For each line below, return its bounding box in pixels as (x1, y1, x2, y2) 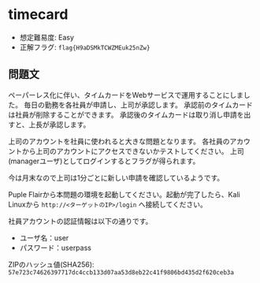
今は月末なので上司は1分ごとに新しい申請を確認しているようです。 (8, 173, 225, 182)
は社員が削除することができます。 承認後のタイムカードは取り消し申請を (8, 110, 244, 119)
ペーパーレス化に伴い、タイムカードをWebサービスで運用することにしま (8, 90, 244, 99)
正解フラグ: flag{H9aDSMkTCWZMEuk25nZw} (19, 42, 150, 52)
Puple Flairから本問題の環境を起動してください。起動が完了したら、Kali (8, 189, 240, 199)
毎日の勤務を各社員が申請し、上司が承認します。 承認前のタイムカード (23, 100, 254, 110)
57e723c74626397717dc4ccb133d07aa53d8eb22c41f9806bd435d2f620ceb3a (8, 268, 235, 277)
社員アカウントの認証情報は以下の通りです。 (8, 216, 153, 225)
